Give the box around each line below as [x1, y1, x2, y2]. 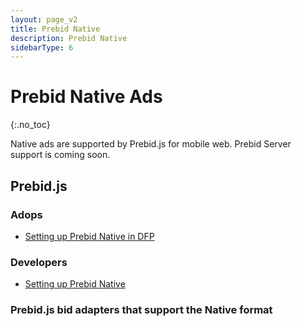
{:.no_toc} [10, 119, 51, 131]
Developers [10, 255, 68, 269]
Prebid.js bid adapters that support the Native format [10, 303, 273, 317]
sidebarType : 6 [10, 42, 74, 53]
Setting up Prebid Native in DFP [24, 230, 155, 242]
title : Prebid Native [10, 24, 101, 34]
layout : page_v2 [10, 14, 78, 25]
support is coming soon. [10, 149, 111, 161]
